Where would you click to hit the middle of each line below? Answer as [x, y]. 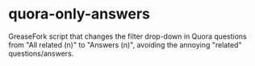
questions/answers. [41, 53]
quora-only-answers [79, 14]
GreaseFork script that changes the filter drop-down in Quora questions [128, 36]
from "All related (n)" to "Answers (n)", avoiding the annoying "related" [125, 44]
